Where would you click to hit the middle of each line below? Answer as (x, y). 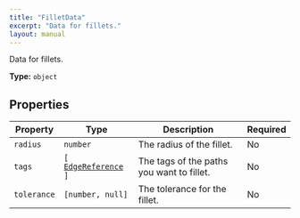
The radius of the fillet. (185, 145)
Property (34, 130)
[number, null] (96, 195)
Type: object (33, 77)
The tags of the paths (183, 161)
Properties (39, 105)
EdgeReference (94, 167)
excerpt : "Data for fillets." (66, 26)
